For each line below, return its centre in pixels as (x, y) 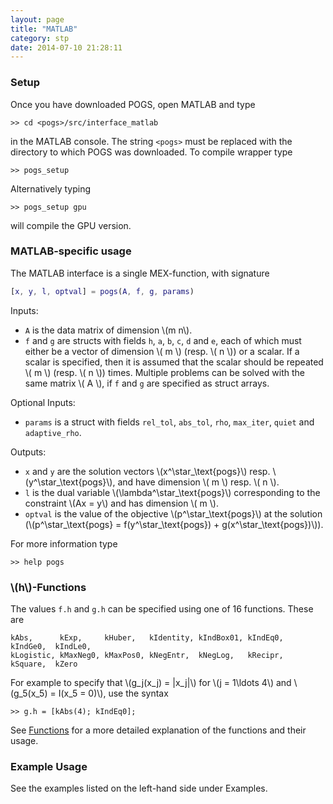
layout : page (37, 19)
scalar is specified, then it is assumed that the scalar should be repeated (174, 362)
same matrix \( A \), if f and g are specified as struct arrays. (147, 383)
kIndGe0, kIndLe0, (51, 647)
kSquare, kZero (44, 664)
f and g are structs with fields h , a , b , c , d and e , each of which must (163, 340)
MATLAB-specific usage (71, 251)
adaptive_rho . (53, 432)
